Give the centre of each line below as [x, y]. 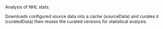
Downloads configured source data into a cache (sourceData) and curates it [82, 16]
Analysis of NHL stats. [27, 7]
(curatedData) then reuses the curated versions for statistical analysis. [76, 22]
